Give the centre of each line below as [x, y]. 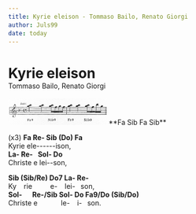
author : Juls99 [33, 25]
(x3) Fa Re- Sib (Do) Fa [45, 137]
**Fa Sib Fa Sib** [137, 122]
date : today [28, 33]
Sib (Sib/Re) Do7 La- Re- [48, 178]
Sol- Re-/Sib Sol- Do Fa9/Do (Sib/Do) [74, 194]
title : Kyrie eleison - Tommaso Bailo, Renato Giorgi [98, 17]
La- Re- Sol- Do [35, 154]
